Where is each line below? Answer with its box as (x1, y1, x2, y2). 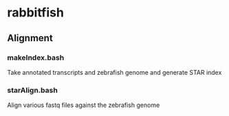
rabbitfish (7, 5, 64, 21)
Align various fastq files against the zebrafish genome (7, 101, 160, 109)
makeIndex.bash (7, 53, 65, 62)
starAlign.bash (7, 85, 58, 95)
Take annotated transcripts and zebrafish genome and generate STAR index (7, 68, 222, 76)
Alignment (7, 32, 53, 44)
